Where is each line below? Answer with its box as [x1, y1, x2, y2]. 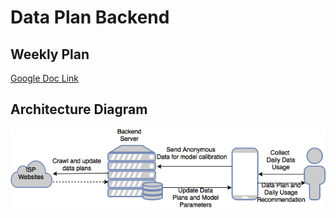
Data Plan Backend [10, 6, 170, 29]
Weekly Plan [10, 46, 90, 63]
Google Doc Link [10, 72, 80, 84]
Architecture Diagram [10, 101, 148, 118]
